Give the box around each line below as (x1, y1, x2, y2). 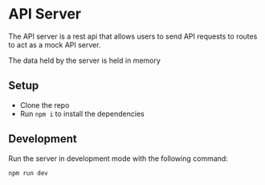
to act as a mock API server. (8, 39, 101, 49)
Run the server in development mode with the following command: (8, 154, 229, 163)
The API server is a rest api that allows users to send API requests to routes (8, 31, 258, 41)
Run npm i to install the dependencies (19, 109, 145, 118)
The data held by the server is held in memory (8, 55, 161, 65)
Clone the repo (19, 100, 70, 109)
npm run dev (8, 169, 48, 177)
